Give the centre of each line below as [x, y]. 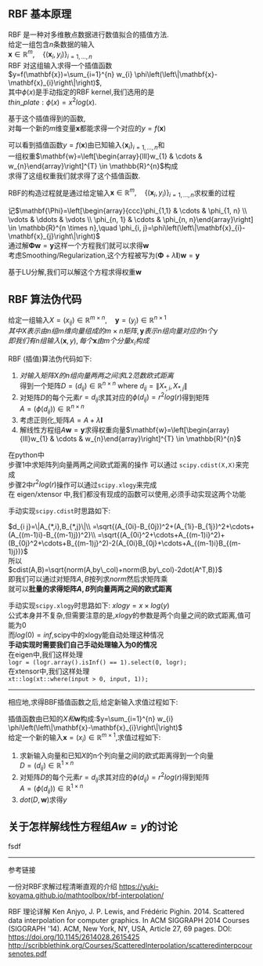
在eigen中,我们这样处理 [46, 654]
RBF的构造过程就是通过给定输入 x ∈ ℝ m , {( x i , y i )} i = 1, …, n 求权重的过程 [122, 193]
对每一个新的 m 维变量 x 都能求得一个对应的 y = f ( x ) [87, 128]
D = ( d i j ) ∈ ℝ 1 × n [47, 766]
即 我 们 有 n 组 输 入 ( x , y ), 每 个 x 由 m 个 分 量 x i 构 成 [79, 342]
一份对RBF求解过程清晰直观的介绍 [63, 886]
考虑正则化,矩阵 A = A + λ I [61, 420]
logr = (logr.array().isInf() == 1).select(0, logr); [98, 663]
